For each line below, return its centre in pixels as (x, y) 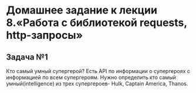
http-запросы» (45, 35)
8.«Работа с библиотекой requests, (97, 23)
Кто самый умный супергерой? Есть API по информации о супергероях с (98, 71)
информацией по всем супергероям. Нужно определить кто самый (91, 77)
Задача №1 (27, 57)
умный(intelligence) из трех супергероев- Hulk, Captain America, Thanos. (97, 84)
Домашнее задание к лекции (82, 10)
